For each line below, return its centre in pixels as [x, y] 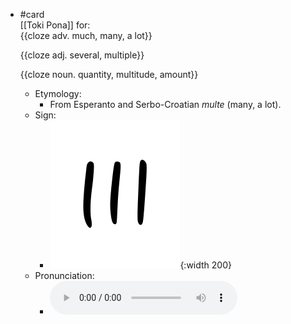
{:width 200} [205, 265]
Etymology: [58, 93]
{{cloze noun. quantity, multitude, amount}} [109, 74]
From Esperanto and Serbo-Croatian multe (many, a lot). [165, 104]
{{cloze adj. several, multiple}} [82, 55]
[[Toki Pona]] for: [55, 25]
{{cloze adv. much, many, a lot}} [86, 35]
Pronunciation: [64, 275]
